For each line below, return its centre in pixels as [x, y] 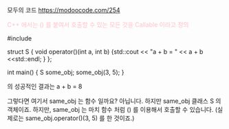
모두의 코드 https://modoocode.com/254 [64, 10]
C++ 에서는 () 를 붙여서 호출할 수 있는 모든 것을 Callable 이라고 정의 [98, 25]
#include [20, 38]
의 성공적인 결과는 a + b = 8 [45, 86]
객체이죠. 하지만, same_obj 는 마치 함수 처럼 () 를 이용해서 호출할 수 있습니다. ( [112, 109]
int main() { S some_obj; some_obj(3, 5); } [66, 72]
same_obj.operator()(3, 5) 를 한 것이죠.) [80, 118]
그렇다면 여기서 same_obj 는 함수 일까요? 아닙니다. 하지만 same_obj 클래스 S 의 [114, 101]
